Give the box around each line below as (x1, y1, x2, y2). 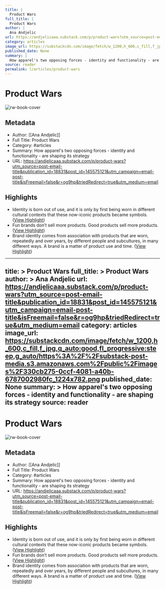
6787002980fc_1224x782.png (5, 375, 101, 383)
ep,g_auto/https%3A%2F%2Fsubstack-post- (5, 352, 148, 360)
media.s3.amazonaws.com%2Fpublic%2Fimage (5, 360, 158, 368)
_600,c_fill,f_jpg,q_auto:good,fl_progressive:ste (5, 344, 157, 353)
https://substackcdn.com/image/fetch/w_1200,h (5, 336, 158, 345)
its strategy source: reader (5, 398, 88, 406)
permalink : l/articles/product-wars (5, 67, 80, 72)
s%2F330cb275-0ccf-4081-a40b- (5, 367, 114, 375)
